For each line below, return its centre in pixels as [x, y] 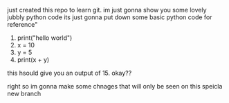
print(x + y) [33, 60]
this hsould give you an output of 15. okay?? [70, 73]
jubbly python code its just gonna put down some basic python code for [110, 17]
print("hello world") [45, 38]
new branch [24, 93]
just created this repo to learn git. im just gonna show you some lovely [107, 10]
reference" [22, 24]
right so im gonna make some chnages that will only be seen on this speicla [115, 86]
